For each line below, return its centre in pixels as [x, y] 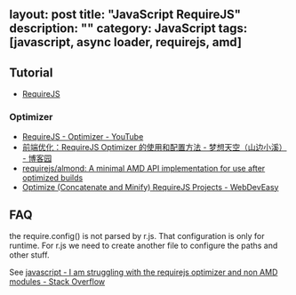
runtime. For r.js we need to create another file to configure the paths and [144, 246]
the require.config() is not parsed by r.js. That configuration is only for [137, 236]
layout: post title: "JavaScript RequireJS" [125, 15]
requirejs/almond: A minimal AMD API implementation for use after [144, 168]
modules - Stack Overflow [57, 282]
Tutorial [31, 72]
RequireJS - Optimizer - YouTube [83, 136]
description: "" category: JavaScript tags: [128, 29]
